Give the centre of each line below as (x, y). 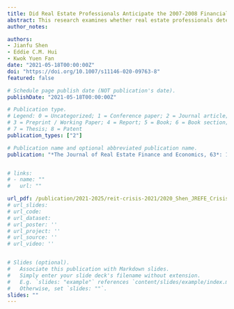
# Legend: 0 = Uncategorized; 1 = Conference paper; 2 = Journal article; (118, 116)
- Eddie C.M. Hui (32, 52)
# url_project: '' (34, 231)
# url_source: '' (32, 237)
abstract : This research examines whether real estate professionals (110, 20)
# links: (20, 173)
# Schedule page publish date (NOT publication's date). (92, 90)
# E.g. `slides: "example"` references (68, 282)
